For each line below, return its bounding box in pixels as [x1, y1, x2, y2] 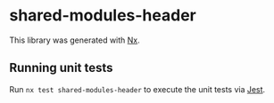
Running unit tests [9, 60, 113, 75]
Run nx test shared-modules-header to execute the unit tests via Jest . [9, 83, 266, 94]
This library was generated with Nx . [9, 35, 140, 45]
